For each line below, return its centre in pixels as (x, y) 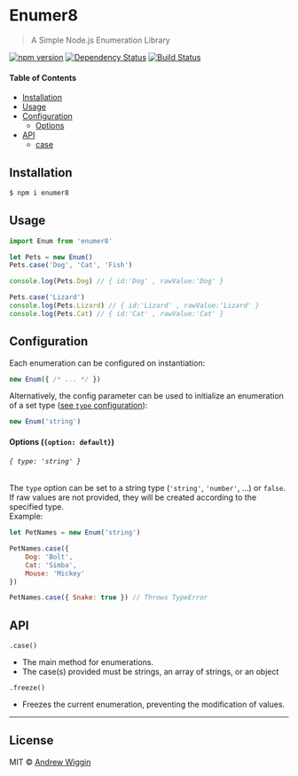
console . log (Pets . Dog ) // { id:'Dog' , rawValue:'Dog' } (117, 281)
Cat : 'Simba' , (51, 565)
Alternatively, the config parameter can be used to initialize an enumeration (146, 396)
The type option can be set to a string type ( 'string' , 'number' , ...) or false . (148, 488)
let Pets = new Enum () (51, 257)
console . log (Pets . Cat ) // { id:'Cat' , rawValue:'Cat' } (117, 313)
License (31, 741)
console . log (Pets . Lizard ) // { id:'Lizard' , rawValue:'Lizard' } (134, 306)
